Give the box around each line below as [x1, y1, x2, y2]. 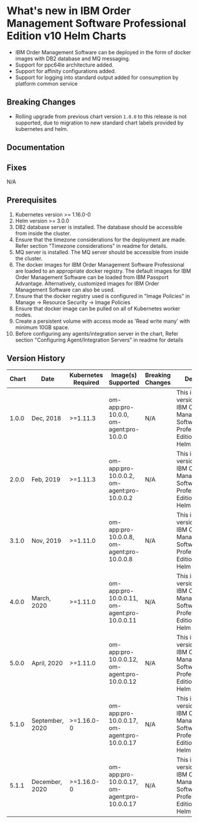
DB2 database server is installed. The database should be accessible [15, 223, 183, 231]
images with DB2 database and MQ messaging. [15, 55, 130, 62]
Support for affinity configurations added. [15, 67, 116, 74]
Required [73, 378, 99, 386]
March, [31, 594, 51, 602]
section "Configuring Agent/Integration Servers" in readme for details [15, 336, 184, 343]
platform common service [15, 80, 78, 87]
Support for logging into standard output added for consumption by [15, 74, 179, 81]
